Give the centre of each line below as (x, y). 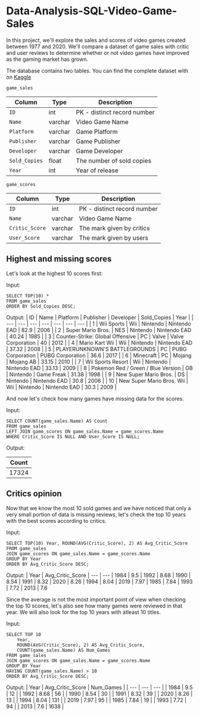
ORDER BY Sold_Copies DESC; (41, 306)
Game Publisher (98, 141)
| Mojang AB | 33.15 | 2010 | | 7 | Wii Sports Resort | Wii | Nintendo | (88, 361)
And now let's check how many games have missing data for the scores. (95, 398)
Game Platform (97, 131)
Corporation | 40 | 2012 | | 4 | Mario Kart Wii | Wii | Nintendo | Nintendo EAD (99, 342)
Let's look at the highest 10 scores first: (55, 273)
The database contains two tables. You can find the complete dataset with (97, 70)
